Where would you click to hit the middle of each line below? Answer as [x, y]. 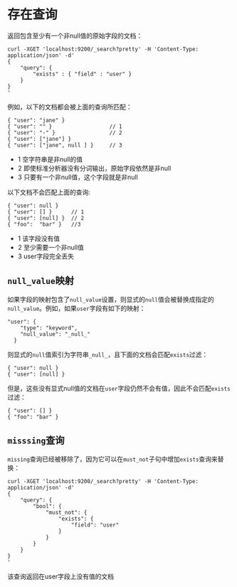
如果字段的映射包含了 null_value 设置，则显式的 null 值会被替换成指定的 [111, 299]
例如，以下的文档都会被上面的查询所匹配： [70, 107]
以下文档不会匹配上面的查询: [49, 192]
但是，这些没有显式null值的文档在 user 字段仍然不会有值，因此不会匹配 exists [119, 388]
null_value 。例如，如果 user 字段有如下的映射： [77, 308]
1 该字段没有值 [39, 238]
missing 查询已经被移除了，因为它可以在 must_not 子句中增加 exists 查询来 [113, 459]
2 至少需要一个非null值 [51, 247]
